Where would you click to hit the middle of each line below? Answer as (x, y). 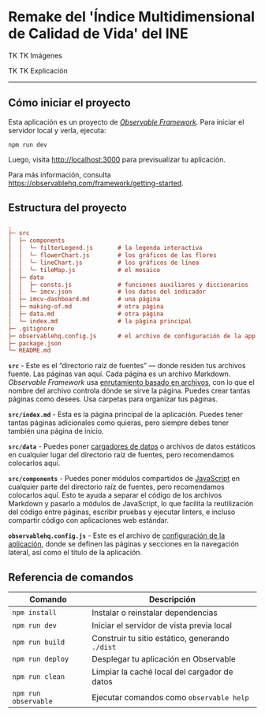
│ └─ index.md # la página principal (100, 321)
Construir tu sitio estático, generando (161, 639)
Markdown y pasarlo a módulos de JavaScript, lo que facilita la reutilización (131, 504)
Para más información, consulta (60, 174)
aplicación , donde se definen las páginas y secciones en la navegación (123, 544)
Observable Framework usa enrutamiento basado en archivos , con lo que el (131, 382)
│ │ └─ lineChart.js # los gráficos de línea (104, 263)
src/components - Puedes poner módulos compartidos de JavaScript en (124, 479)
